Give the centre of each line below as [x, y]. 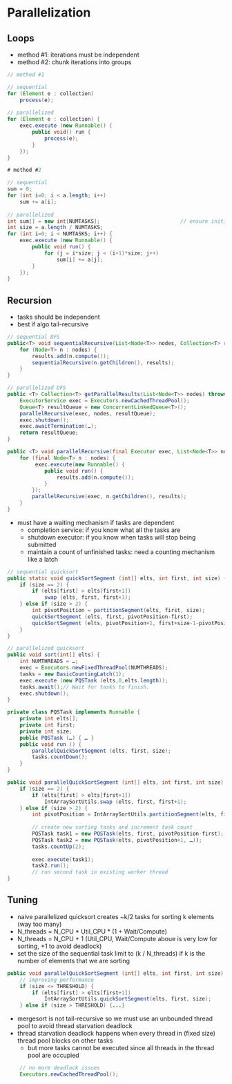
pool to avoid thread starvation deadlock [75, 1026]
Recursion [30, 300]
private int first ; [48, 725]
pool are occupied [53, 1055]
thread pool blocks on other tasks [65, 1041]
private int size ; [46, 731]
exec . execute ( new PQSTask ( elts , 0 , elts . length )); [94, 680]
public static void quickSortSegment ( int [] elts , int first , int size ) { [117, 578]
